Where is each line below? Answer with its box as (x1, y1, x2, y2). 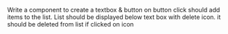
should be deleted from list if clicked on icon (7, 20, 134, 28)
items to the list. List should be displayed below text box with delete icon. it (7, 13, 221, 21)
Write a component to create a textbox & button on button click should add (7, 6, 220, 14)
